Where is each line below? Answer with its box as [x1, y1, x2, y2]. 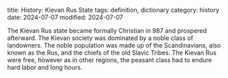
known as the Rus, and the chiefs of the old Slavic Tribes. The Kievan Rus [7, 48, 217, 57]
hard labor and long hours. [7, 64, 83, 71]
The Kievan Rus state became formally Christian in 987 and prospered [7, 27, 207, 35]
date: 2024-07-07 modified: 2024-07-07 [7, 13, 123, 21]
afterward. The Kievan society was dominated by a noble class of [7, 34, 193, 42]
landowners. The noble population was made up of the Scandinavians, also [7, 41, 221, 49]
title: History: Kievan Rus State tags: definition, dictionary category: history [7, 6, 220, 14]
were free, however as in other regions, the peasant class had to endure [7, 56, 212, 64]
